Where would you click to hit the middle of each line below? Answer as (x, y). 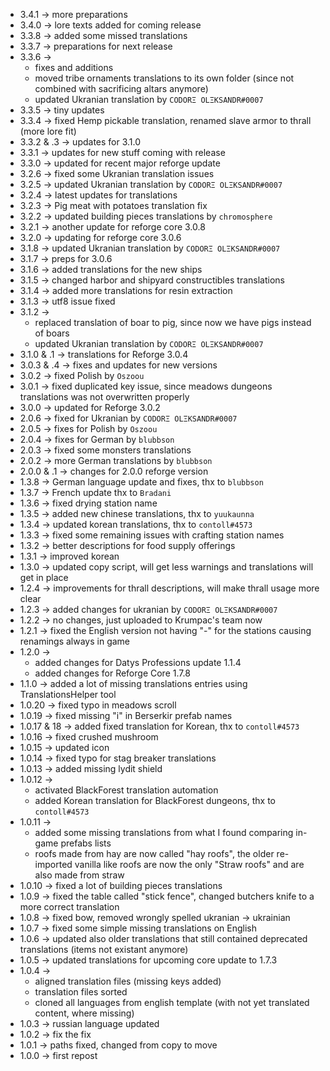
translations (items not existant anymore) (104, 949)
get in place (44, 577)
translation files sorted (81, 992)
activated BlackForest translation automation (126, 790)
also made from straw (79, 875)
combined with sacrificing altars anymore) (121, 88)
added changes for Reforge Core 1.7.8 (112, 673)
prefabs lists (86, 843)
